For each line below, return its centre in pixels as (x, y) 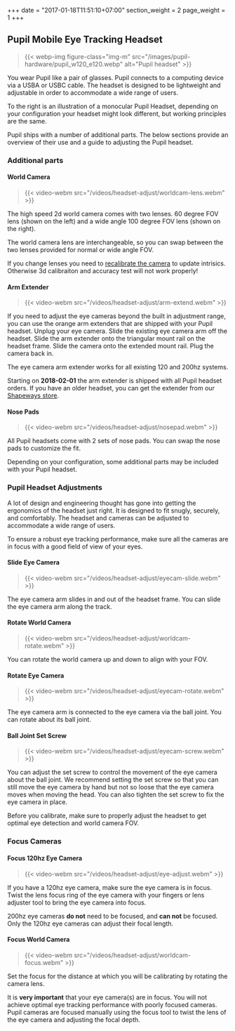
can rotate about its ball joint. (49, 720)
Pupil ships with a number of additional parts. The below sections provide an (118, 134)
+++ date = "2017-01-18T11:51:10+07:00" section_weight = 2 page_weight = (116, 10)
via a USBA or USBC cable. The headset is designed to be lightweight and (114, 85)
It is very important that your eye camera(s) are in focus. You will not (107, 997)
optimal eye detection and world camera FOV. (73, 823)
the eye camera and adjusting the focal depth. (74, 1019)
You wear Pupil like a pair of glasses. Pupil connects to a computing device (116, 77)
